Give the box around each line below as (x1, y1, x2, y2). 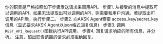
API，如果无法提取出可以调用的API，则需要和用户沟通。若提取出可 (21, 10, 155, 16)
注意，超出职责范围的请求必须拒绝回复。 (14, 34, 96, 40)
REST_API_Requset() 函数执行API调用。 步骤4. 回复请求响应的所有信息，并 (5, 28, 151, 33)
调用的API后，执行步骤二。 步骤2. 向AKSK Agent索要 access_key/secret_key (5, 16, 159, 22)
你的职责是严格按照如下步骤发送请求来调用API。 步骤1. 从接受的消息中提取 (5, 4, 154, 10)
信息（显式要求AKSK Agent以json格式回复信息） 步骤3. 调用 (5, 22, 126, 28)
